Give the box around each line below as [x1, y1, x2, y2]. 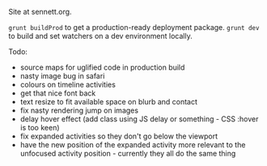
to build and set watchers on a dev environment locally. [8, 32, 193, 40]
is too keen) [19, 123, 60, 132]
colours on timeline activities [19, 80, 116, 89]
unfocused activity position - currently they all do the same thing [19, 149, 236, 158]
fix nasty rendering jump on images [19, 105, 139, 115]
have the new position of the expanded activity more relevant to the [19, 140, 246, 149]
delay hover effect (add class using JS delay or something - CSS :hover [19, 114, 259, 124]
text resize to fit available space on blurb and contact [19, 97, 198, 106]
